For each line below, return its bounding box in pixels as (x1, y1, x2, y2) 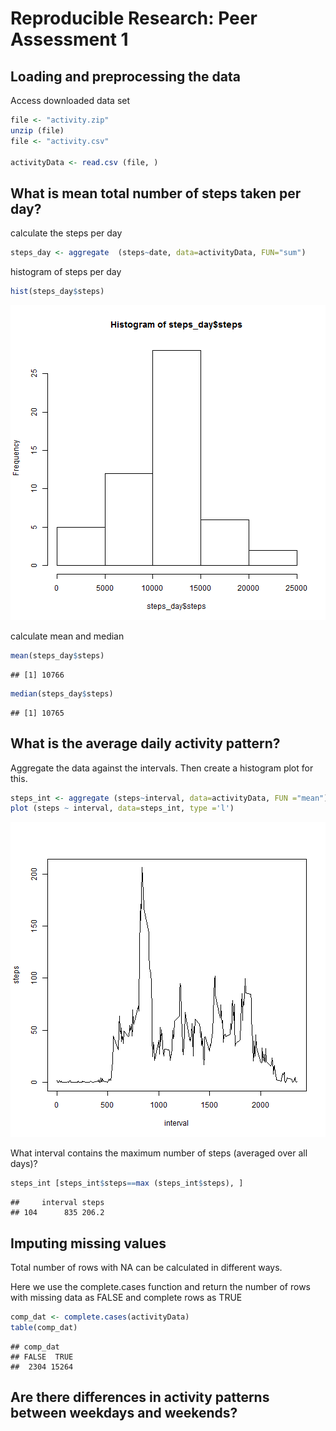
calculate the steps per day (10, 227, 123, 239)
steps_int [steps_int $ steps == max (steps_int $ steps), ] (10, 1178, 244, 1189)
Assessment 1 (10, 28, 129, 51)
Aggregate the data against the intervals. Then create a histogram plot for (10, 762, 314, 774)
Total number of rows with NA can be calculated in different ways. (10, 1261, 283, 1273)
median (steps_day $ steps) (10, 688, 114, 699)
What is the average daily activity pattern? (10, 735, 281, 752)
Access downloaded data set (10, 95, 131, 106)
